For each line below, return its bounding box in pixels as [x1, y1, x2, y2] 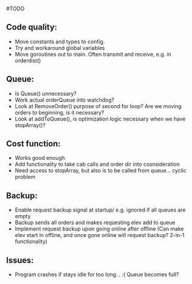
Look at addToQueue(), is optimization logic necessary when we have [14, 115, 186, 122]
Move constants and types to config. [14, 38, 105, 45]
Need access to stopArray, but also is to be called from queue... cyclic [14, 167, 187, 174]
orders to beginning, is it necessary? [14, 109, 105, 116]
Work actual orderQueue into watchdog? [14, 96, 115, 103]
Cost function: [6, 139, 61, 149]
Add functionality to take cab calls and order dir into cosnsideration [14, 160, 180, 168]
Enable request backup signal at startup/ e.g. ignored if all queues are [14, 206, 186, 213]
